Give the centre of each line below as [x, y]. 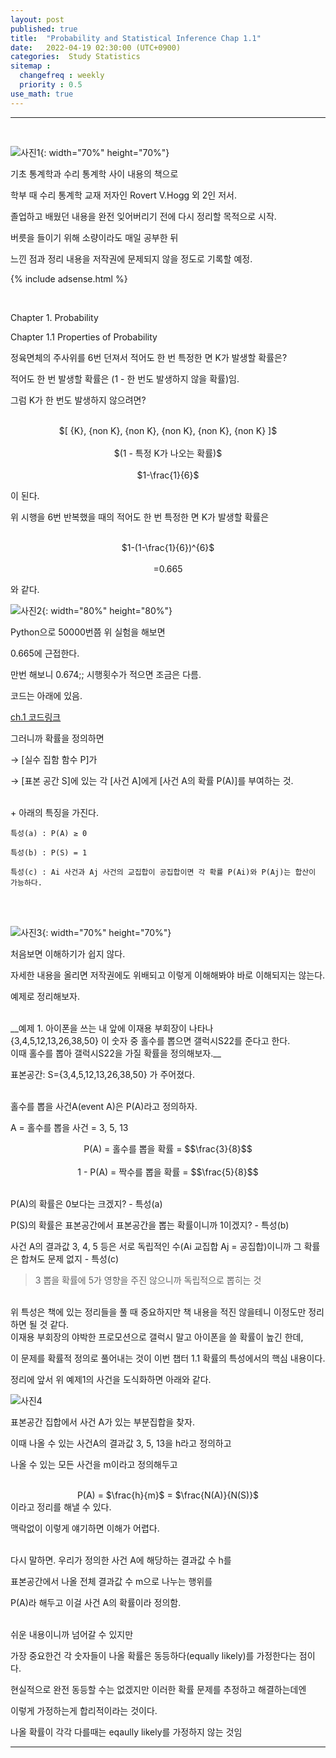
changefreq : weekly [62, 76]
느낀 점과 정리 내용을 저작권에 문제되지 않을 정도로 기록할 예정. [131, 258]
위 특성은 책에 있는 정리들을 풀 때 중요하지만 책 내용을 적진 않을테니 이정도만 [158, 1312]
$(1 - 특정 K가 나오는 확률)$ [168, 453]
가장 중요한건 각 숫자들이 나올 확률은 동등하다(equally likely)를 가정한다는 [153, 1655]
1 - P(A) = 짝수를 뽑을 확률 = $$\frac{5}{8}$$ [168, 1172]
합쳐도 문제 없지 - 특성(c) [70, 1258]
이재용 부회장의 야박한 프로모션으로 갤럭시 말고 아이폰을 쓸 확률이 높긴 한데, [157, 1337]
